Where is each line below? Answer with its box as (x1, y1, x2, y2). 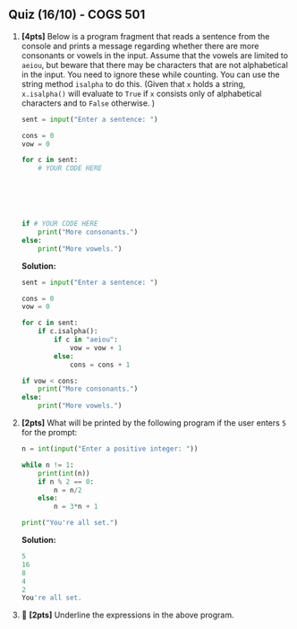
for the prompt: (21, 427, 78, 438)
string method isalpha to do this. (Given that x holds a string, (21, 78, 246, 89)
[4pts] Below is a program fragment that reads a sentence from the (21, 30, 270, 41)
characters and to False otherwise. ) (21, 98, 156, 108)
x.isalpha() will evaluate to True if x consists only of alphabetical (21, 88, 262, 99)
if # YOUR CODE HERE (21, 220, 98, 228)
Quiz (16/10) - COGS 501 (8, 7, 146, 22)
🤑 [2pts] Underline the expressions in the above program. (21, 609, 234, 621)
